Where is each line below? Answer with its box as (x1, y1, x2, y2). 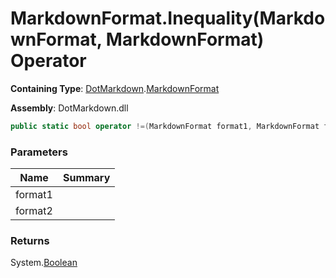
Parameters (10, 145, 68, 159)
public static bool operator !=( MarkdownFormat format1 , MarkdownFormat (10, 121, 320, 131)
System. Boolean (10, 257, 78, 269)
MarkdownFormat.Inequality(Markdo (10, 7, 326, 30)
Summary (62, 171, 111, 185)
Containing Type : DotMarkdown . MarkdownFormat (10, 82, 220, 94)
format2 (15, 204, 53, 218)
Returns (10, 234, 50, 248)
